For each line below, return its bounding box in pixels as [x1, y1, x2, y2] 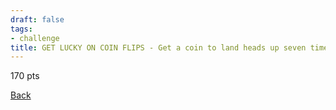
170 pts [10, 70, 40, 82]
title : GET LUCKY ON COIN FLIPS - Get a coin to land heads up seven [10, 42, 307, 53]
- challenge [10, 33, 60, 43]
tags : [10, 24, 33, 34]
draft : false [10, 14, 65, 25]
